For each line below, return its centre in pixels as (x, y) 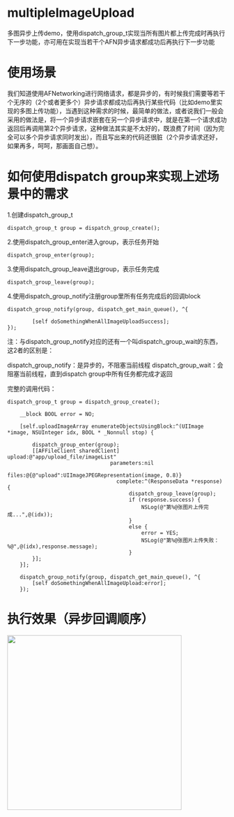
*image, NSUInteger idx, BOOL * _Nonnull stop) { (81, 432)
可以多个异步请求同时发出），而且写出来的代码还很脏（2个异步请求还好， (117, 137)
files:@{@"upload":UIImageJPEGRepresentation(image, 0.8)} (95, 475)
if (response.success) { (164, 500)
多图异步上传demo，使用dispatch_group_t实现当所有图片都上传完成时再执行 (116, 33)
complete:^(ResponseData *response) (169, 481)
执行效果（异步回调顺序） (81, 619)
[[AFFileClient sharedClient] (76, 451)
